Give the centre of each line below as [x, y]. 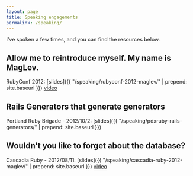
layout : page [22, 12]
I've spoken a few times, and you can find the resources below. [83, 40]
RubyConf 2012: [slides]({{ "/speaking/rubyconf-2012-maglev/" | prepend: [97, 82]
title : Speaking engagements [42, 17]
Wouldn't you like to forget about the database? [96, 146]
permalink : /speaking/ [34, 23]
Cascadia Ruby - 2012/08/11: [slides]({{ [54, 160]
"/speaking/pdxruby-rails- [150, 121]
